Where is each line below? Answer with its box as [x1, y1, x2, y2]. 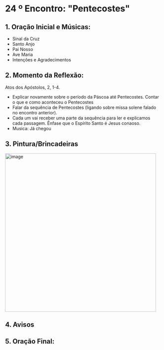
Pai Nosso [12, 47, 34, 52]
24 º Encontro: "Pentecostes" [5, 3, 130, 14]
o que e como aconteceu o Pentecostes [12, 99, 94, 105]
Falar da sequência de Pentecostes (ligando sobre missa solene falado [12, 104, 157, 110]
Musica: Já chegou [12, 125, 51, 131]
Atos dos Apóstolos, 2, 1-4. [5, 84, 60, 90]
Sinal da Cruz [12, 36, 40, 42]
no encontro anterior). [12, 109, 57, 115]
